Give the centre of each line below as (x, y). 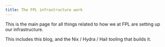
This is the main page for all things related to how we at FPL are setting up (83, 24)
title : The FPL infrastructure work (44, 10)
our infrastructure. (24, 29)
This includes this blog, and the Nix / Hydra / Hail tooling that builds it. (78, 39)
